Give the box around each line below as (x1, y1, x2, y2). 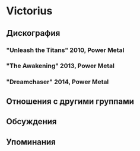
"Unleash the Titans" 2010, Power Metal (6, 46, 125, 54)
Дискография (6, 28, 61, 38)
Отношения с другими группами (6, 96, 135, 106)
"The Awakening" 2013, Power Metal (6, 61, 114, 70)
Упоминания (6, 137, 56, 147)
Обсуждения (6, 116, 57, 127)
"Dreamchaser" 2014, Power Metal (6, 78, 109, 86)
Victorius (6, 4, 53, 18)
